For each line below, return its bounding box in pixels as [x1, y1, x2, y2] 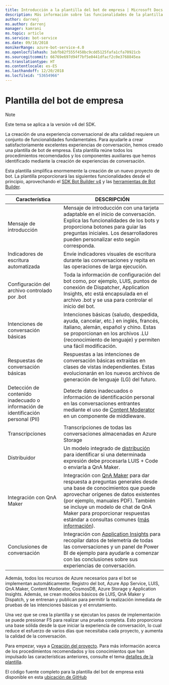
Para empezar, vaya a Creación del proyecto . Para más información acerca [5, 643, 160, 649]
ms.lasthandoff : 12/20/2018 [5, 69, 64, 74]
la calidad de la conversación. [5, 633, 67, 639]
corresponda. [63, 242, 96, 249]
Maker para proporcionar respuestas [63, 509, 150, 516]
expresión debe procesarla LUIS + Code [63, 457, 158, 464]
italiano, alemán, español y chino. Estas [63, 324, 156, 331]
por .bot [8, 293, 27, 300]
